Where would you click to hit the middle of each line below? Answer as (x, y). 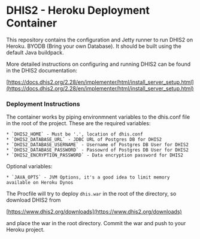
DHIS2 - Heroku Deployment (78, 10)
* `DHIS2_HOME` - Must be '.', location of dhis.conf (75, 134)
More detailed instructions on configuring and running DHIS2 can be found (99, 64)
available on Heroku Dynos (40, 183)
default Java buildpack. (35, 52)
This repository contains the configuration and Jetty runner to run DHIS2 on (100, 40)
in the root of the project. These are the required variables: (78, 123)
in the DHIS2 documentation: (42, 70)
